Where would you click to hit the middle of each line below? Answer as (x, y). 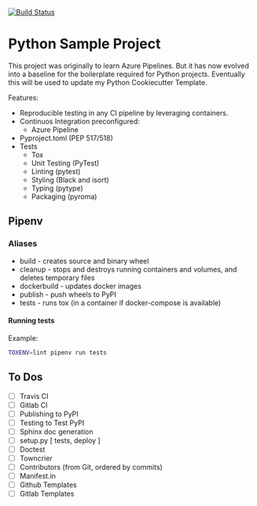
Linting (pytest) (56, 171)
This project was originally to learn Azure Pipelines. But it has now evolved (128, 65)
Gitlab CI (33, 404)
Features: (24, 98)
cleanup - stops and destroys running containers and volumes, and (128, 269)
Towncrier (36, 458)
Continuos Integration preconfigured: (79, 121)
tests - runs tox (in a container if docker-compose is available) (120, 302)
